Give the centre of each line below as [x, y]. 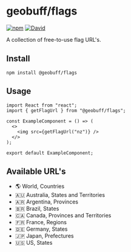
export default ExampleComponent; [50, 153]
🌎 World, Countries [40, 187]
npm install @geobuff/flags [42, 73]
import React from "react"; [42, 105]
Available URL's [36, 171]
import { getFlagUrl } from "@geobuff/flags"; [66, 110]
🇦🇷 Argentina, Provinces [47, 202]
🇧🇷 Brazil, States [37, 209]
